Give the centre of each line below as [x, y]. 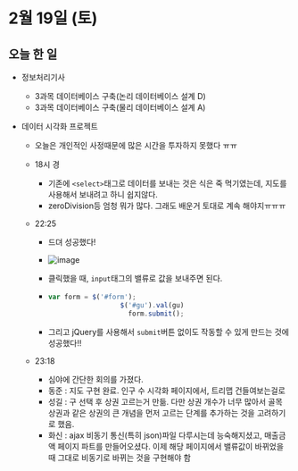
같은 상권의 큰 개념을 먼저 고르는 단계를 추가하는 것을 [163, 413]
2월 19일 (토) [53, 18]
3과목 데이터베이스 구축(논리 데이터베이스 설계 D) [120, 96]
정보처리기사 [43, 77]
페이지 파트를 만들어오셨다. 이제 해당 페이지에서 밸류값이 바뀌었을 [171, 446]
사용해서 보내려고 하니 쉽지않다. [103, 194]
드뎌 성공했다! [72, 242]
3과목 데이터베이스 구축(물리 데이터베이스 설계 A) [120, 107]
